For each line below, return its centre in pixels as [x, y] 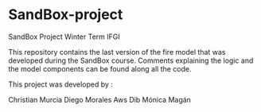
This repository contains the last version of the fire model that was [117, 52]
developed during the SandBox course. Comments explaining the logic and [131, 60]
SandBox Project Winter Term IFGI [64, 37]
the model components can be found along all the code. [100, 68]
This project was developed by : [61, 84]
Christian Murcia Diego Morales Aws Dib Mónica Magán [99, 99]
